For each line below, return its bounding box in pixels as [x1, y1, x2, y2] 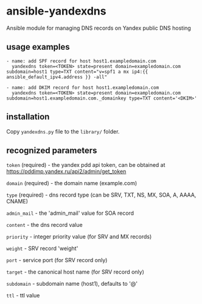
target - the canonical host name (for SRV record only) [6, 268, 145, 275]
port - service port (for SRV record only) [6, 257, 108, 264]
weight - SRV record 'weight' [6, 245, 78, 252]
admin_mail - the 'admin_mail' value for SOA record [6, 209, 134, 217]
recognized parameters [6, 145, 97, 155]
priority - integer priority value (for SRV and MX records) [6, 233, 152, 240]
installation [6, 112, 50, 122]
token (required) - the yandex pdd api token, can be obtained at [6, 161, 165, 169]
